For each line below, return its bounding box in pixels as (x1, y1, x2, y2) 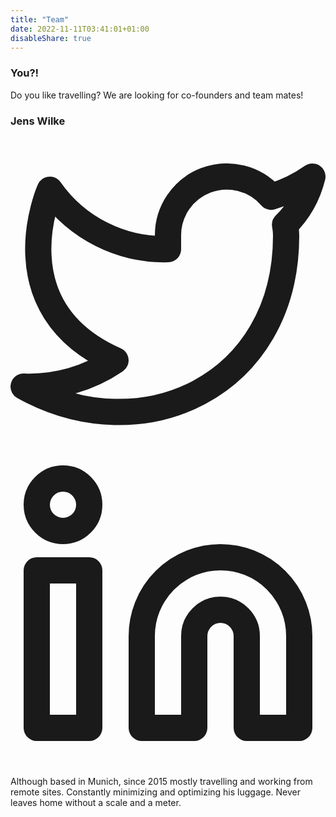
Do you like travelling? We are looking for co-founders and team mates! (10, 89, 304, 101)
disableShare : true (10, 33, 92, 43)
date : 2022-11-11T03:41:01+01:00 (10, 24, 150, 34)
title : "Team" (10, 14, 70, 25)
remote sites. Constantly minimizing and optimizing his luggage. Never (10, 786, 301, 798)
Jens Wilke (10, 114, 66, 128)
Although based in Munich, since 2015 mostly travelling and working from (10, 775, 313, 787)
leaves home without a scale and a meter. (10, 796, 182, 808)
